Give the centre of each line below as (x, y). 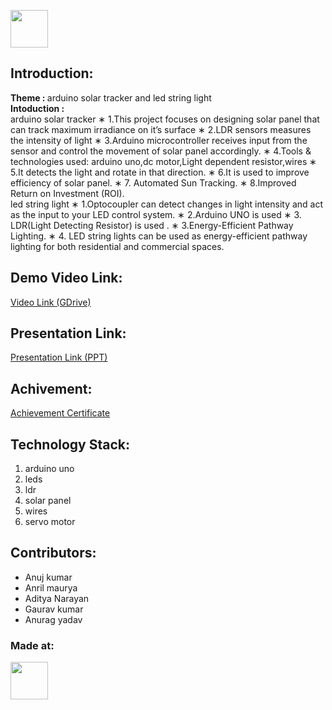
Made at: (32, 645)
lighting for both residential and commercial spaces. (117, 246)
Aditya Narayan (57, 598)
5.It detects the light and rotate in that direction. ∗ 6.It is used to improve (160, 172)
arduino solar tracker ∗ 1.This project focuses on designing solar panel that (165, 119)
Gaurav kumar (54, 609)
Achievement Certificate (60, 413)
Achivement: (51, 388)
